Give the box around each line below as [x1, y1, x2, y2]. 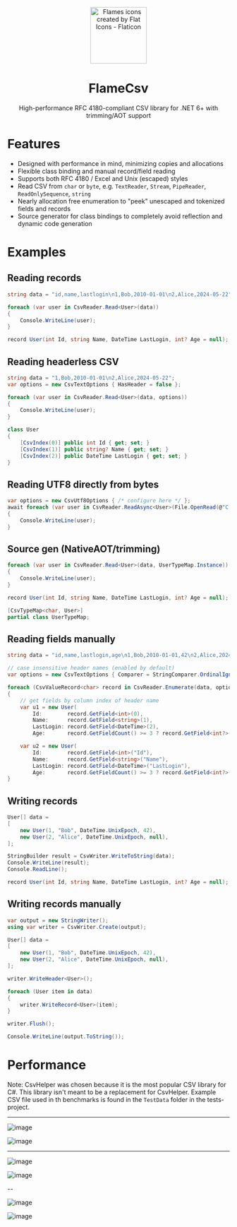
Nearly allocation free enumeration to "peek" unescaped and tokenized [17, 196, 225, 205]
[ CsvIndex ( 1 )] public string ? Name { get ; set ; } [20, 446, 169, 453]
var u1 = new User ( [20, 704, 78, 711]
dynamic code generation [17, 219, 93, 227]
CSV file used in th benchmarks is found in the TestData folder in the [7, 1095, 206, 1103]
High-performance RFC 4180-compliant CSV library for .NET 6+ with [18, 103, 219, 112]
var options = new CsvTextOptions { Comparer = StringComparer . [7, 671, 200, 678]
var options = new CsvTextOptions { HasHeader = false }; [7, 381, 181, 388]
